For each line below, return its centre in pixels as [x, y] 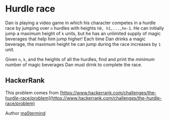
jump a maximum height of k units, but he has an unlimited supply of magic [83, 33]
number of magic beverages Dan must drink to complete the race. [74, 65]
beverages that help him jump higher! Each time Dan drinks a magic [75, 39]
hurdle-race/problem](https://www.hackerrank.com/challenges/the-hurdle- [84, 98]
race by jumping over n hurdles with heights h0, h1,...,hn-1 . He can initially [85, 28]
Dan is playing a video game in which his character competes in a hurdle [80, 23]
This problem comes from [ [34, 93]
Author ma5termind [25, 113]
